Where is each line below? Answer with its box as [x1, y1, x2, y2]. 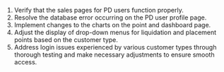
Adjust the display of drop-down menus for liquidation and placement [13, 28, 217, 36]
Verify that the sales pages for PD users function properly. [13, 6, 184, 14]
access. [13, 58, 37, 66]
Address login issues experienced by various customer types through [13, 43, 217, 51]
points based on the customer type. [13, 36, 119, 44]
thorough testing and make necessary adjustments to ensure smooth [13, 50, 215, 59]
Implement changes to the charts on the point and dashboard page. [13, 21, 211, 29]
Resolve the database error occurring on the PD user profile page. [13, 13, 207, 22]
